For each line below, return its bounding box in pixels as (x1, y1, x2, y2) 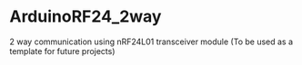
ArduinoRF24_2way (9, 6, 162, 27)
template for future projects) (9, 45, 116, 56)
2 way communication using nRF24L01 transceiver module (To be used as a (9, 36, 294, 47)
